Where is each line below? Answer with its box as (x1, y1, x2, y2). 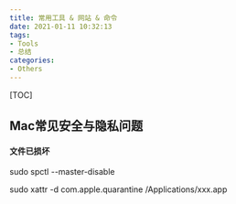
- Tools (9, 38, 39, 48)
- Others (9, 65, 43, 74)
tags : (9, 30, 30, 39)
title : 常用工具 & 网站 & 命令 (9, 13, 118, 23)
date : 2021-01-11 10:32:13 (9, 22, 113, 31)
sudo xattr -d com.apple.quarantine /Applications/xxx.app (9, 184, 228, 195)
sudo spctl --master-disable (9, 166, 115, 177)
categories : (9, 56, 55, 65)
